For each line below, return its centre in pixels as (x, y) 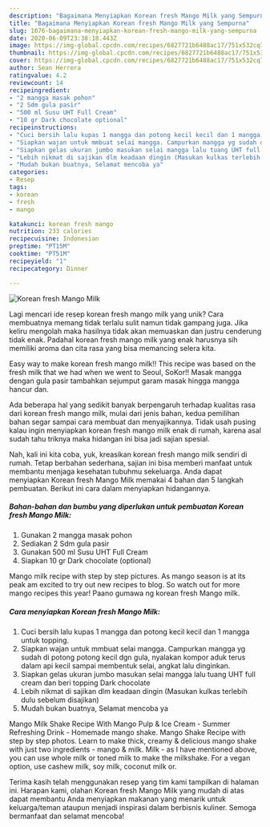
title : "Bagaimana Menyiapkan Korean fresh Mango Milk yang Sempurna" (129, 23)
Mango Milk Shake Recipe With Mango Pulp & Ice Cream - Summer (120, 724)
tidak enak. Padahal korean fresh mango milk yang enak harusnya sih (123, 339)
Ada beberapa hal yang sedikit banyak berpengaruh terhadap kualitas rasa (132, 405)
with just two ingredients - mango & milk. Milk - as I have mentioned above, (133, 749)
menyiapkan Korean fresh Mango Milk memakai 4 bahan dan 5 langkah (126, 480)
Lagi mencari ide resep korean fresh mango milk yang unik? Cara (116, 314)
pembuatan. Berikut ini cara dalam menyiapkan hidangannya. (110, 488)
